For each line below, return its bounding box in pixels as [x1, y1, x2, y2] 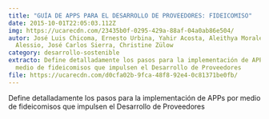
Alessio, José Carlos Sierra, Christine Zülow [15, 42, 174, 50]
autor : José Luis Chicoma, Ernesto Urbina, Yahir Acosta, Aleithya [8, 34, 239, 42]
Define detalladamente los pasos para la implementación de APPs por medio [8, 93, 261, 102]
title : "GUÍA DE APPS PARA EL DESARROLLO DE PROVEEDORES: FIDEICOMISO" [8, 11, 252, 20]
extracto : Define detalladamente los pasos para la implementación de [8, 57, 249, 65]
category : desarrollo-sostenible [8, 49, 120, 57]
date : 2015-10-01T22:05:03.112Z [8, 19, 116, 27]
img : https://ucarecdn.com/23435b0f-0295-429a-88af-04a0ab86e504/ [8, 26, 235, 34]
